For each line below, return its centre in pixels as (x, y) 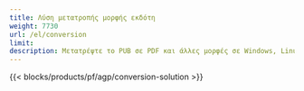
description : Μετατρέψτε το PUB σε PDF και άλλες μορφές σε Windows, (143, 51)
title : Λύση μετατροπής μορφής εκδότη (82, 18)
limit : (22, 43)
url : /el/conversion (48, 34)
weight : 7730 (34, 26)
